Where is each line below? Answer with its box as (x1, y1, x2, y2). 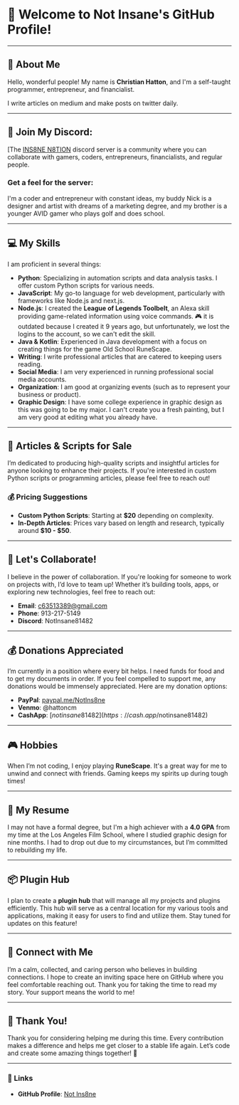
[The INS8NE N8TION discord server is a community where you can (7, 145, 207, 154)
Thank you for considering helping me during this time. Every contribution (7, 1034, 224, 1042)
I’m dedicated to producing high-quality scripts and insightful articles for (7, 459, 220, 467)
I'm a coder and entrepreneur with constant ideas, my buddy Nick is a (7, 194, 212, 202)
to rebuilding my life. (7, 846, 68, 855)
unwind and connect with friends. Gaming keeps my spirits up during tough (7, 769, 228, 778)
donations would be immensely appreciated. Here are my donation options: (7, 682, 228, 691)
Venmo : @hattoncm (17, 704, 77, 712)
